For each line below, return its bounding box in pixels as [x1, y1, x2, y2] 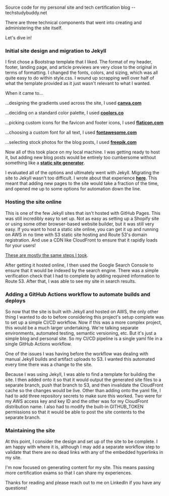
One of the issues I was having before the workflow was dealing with [5, 351, 149, 357]
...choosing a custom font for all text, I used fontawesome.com [5, 129, 137, 136]
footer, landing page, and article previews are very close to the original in [5, 64, 157, 70]
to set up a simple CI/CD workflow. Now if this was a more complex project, [5, 319, 162, 325]
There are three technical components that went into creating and [5, 20, 142, 25]
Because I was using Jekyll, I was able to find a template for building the [5, 371, 155, 377]
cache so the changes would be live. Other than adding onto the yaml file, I [5, 387, 161, 393]
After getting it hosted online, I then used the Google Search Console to [5, 262, 154, 268]
